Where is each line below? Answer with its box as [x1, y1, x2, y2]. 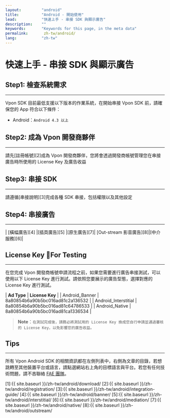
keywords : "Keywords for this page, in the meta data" [5, 26, 137, 31]
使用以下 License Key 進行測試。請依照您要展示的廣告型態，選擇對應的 [5, 276, 153, 282]
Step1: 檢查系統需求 [5, 80, 67, 89]
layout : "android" [5, 7, 62, 13]
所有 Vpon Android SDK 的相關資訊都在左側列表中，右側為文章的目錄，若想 [5, 358, 162, 364]
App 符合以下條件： [19, 106, 61, 112]
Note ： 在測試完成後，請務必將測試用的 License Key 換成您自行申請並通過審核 [17, 319, 164, 325]
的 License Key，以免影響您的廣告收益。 [17, 325, 95, 330]
